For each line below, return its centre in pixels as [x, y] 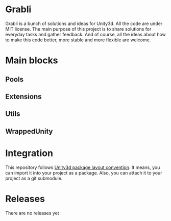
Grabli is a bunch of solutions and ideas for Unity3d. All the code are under [84, 23]
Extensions [23, 96]
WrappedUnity [29, 131]
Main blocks [32, 60]
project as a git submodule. [34, 178]
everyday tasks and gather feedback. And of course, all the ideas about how [86, 34]
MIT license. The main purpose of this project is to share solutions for [78, 29]
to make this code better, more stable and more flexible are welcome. [78, 40]
